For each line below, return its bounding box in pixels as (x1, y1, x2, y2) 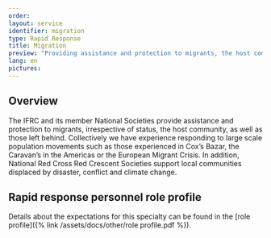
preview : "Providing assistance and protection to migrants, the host (8, 49, 251, 57)
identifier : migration (8, 27, 85, 35)
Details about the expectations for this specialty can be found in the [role (8, 211, 251, 222)
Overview (8, 94, 59, 108)
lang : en (8, 57, 38, 65)
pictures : (8, 65, 42, 73)
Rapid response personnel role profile (8, 190, 202, 204)
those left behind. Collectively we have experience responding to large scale (8, 132, 263, 142)
